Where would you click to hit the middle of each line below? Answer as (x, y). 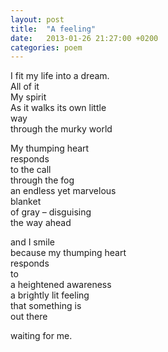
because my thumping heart (68, 253)
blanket (26, 202)
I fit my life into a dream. (60, 76)
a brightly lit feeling (50, 295)
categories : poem (46, 47)
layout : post (37, 19)
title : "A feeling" (53, 29)
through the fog (42, 180)
